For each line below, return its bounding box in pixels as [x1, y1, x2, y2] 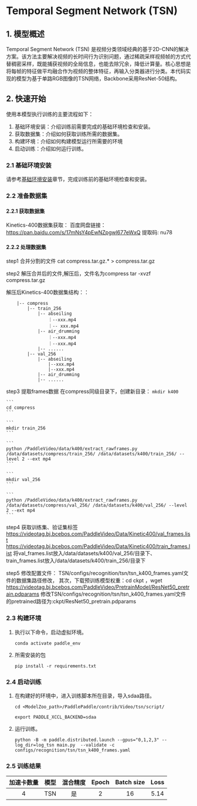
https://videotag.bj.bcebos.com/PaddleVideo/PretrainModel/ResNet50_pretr [6, 583, 190, 591]
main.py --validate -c [56, 742, 115, 748]
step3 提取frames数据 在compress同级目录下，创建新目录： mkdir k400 [6, 388, 179, 395]
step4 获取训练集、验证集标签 [6, 524, 78, 531]
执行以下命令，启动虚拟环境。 [14, 629, 87, 636]
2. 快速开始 [6, 94, 46, 104]
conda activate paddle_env [14, 640, 81, 646]
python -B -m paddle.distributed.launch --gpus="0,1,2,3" [14, 737, 159, 743]
